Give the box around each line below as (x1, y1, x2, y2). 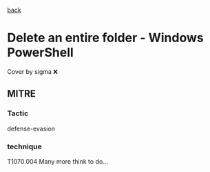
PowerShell (7, 45, 74, 61)
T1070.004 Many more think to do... (7, 157, 108, 165)
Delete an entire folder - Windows (7, 30, 204, 46)
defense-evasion (7, 124, 55, 133)
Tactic (7, 108, 29, 118)
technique (7, 142, 43, 151)
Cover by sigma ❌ (7, 67, 59, 75)
